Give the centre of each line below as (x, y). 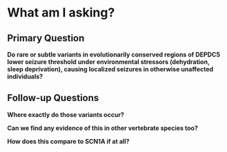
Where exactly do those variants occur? (66, 114)
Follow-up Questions (53, 98)
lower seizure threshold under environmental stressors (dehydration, (108, 62)
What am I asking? (61, 13)
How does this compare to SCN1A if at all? (68, 141)
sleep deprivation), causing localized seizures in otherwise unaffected (110, 69)
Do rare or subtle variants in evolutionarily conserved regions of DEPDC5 (114, 54)
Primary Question (46, 38)
